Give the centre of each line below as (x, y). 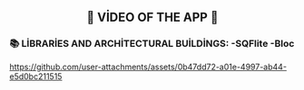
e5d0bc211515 (36, 76)
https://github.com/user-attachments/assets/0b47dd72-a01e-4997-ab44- (148, 67)
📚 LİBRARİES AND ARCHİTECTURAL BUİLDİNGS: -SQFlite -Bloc (152, 44)
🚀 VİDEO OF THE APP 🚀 (152, 18)
